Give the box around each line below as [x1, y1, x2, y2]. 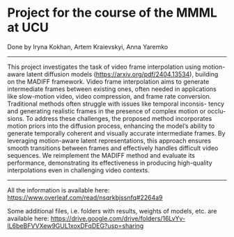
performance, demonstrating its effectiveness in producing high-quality [7, 158, 212, 167]
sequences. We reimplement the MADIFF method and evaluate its [7, 151, 196, 159]
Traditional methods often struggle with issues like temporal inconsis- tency [7, 99, 225, 108]
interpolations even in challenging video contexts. [7, 165, 150, 174]
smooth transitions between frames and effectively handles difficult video [7, 144, 219, 152]
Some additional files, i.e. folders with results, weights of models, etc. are [7, 206, 217, 215]
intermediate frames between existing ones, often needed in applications [7, 85, 217, 93]
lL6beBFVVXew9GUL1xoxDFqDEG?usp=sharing [7, 221, 144, 230]
